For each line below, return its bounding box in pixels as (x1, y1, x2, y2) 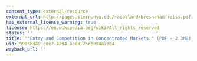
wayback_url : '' (6, 46, 46, 52)
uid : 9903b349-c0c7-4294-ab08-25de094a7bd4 (6, 41, 115, 47)
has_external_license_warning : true (6, 19, 96, 25)
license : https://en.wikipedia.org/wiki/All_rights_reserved (6, 24, 160, 31)
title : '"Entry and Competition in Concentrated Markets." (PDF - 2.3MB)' (6, 35, 194, 41)
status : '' (6, 30, 33, 36)
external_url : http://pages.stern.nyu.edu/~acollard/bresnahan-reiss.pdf (6, 14, 192, 20)
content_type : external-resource (6, 8, 88, 15)
